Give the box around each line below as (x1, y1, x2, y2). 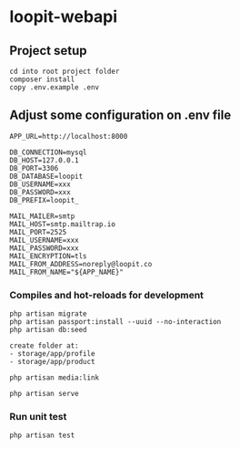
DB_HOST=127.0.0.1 (9, 155, 79, 165)
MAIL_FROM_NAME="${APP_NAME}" (9, 267, 125, 277)
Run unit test (9, 411, 67, 423)
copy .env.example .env (9, 83, 100, 92)
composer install (9, 75, 75, 84)
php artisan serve (9, 390, 79, 399)
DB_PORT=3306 (9, 163, 59, 172)
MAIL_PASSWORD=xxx (9, 244, 79, 253)
